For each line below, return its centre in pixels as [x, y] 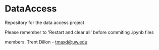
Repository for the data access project [44, 22]
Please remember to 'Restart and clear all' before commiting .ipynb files [79, 32]
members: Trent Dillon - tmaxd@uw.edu [46, 42]
